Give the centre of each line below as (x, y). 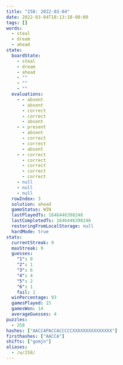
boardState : (26, 56)
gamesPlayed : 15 (31, 303)
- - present (31, 127)
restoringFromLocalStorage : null (53, 226)
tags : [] (17, 22)
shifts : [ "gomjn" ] (29, 342)
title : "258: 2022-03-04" (38, 12)
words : (14, 28)
